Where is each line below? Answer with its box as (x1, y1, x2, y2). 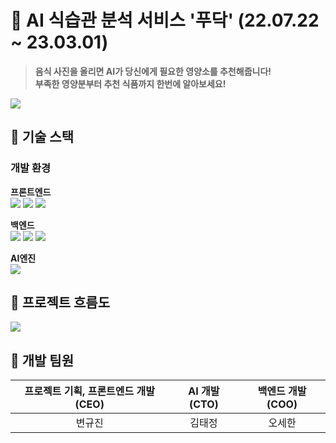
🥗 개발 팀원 (10, 352, 75, 369)
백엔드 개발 (257, 384, 307, 398)
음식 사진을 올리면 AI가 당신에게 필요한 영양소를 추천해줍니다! (34, 65, 272, 77)
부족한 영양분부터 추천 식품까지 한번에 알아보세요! (34, 77, 227, 90)
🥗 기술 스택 (10, 129, 75, 146)
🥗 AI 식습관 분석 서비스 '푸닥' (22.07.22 (10, 9, 320, 32)
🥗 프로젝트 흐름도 (10, 294, 110, 311)
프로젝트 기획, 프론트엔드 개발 (24, 384, 156, 398)
